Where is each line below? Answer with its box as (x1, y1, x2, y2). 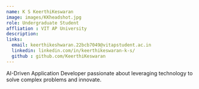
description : (6, 31, 39, 37)
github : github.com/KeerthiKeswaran (11, 53, 106, 59)
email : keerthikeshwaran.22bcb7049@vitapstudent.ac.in (11, 42, 152, 48)
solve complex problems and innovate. (6, 76, 102, 83)
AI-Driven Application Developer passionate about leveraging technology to (6, 69, 193, 76)
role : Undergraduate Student (6, 20, 79, 26)
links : (6, 36, 23, 42)
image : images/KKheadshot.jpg (6, 14, 82, 20)
